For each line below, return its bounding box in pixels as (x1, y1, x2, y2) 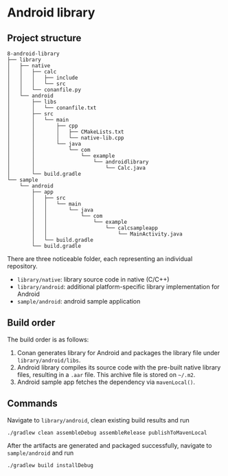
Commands (7, 398, 58, 409)
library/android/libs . (16, 356, 81, 364)
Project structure (7, 32, 82, 44)
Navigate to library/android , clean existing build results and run (7, 416, 190, 424)
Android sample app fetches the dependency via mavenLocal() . (16, 378, 196, 386)
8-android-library (7, 50, 60, 57)
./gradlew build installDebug (7, 462, 94, 468)
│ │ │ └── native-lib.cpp (7, 135, 125, 141)
